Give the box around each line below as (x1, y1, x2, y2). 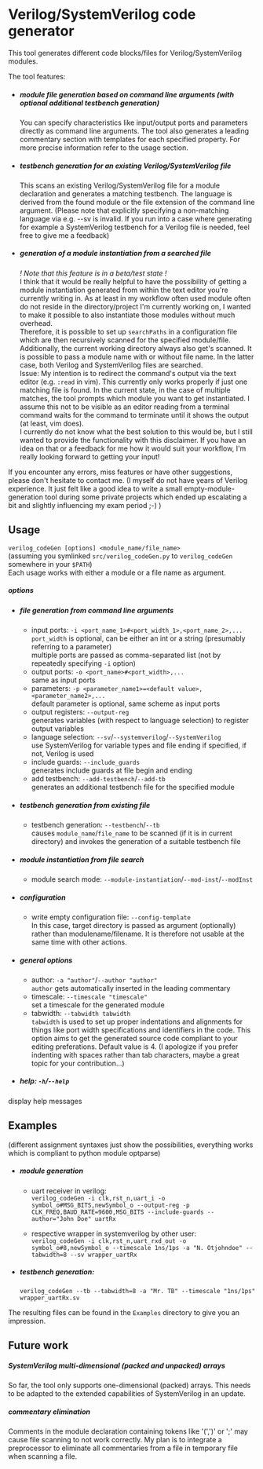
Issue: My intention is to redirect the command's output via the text (19, 368, 237, 378)
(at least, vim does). (19, 418, 84, 428)
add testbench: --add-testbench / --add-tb (31, 774, 166, 783)
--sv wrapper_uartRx (70, 1251, 137, 1259)
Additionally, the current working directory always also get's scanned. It (19, 343, 253, 353)
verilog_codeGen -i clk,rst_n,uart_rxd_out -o (31, 1237, 187, 1245)
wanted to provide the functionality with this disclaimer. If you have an (19, 435, 247, 444)
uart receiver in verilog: (31, 1186, 108, 1195)
